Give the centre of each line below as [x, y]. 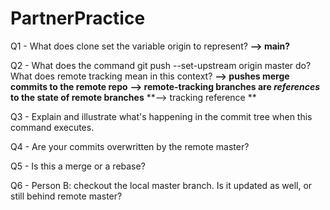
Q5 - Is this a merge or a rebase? [78, 166]
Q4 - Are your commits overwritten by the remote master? [130, 146]
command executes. [52, 127]
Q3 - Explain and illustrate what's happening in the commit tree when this [161, 116]
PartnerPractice [78, 18]
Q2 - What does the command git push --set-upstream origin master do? [161, 65]
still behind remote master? [66, 196]
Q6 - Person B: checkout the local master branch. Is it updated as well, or [161, 185]
